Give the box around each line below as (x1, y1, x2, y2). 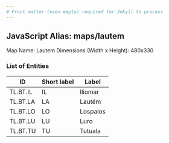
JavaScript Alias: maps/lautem (6, 31, 125, 41)
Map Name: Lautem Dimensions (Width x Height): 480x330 (6, 47, 154, 54)
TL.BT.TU (9, 127, 36, 135)
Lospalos (79, 107, 106, 115)
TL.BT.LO (9, 107, 36, 115)
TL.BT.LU (9, 117, 36, 125)
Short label (42, 78, 74, 86)
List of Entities (6, 62, 49, 70)
